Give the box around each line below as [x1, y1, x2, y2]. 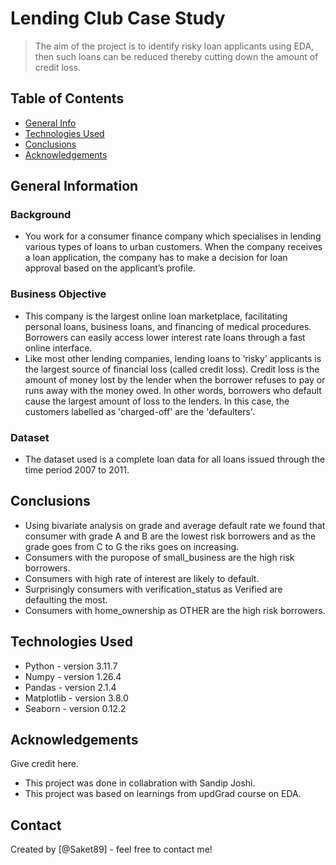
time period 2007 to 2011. [24, 464, 130, 476]
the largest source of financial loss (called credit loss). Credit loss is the [24, 363, 320, 375]
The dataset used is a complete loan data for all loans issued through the [24, 453, 326, 466]
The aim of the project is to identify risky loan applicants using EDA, [34, 40, 315, 52]
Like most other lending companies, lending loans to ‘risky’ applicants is [24, 352, 322, 364]
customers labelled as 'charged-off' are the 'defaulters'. [24, 405, 255, 417]
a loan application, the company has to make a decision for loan [24, 252, 288, 264]
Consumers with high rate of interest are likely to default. [24, 572, 260, 584]
